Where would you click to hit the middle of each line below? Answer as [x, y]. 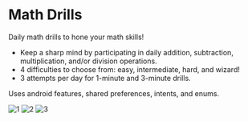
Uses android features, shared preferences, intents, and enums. [114, 93]
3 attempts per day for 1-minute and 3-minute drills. [105, 78]
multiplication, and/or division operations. [89, 61]
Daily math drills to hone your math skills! [76, 37]
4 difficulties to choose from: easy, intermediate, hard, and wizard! [130, 69]
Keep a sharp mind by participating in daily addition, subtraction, [127, 52]
